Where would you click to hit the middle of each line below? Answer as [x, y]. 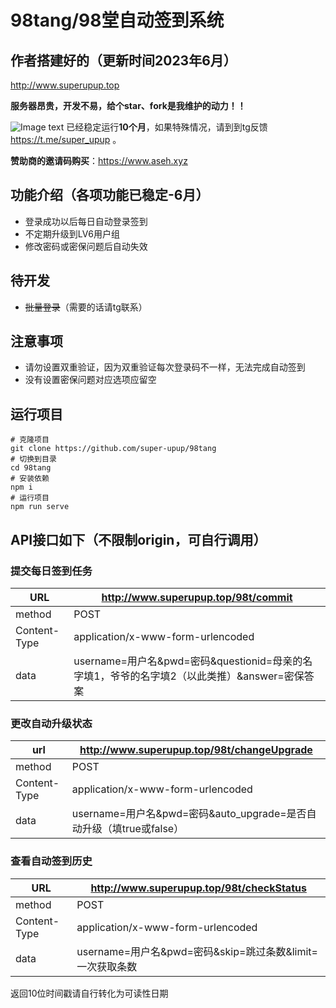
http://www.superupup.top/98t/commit [197, 597]
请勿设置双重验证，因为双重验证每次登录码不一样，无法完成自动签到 [165, 367]
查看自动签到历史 [51, 861]
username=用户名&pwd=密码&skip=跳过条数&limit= [197, 951]
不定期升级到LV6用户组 [72, 233]
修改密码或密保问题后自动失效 [86, 246]
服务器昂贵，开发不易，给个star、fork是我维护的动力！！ [128, 105]
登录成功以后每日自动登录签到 [86, 221]
